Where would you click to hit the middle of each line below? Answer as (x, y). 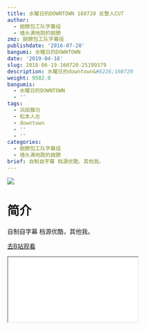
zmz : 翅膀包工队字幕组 (36, 39)
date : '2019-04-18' (35, 59)
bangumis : (21, 84)
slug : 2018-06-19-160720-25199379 (57, 65)
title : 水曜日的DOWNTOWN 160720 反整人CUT (66, 13)
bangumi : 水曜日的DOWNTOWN (44, 53)
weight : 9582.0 (29, 78)
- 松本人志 (27, 116)
